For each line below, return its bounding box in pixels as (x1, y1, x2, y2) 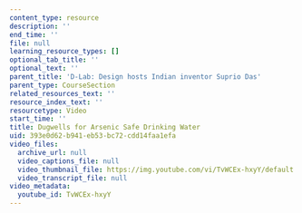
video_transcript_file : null (17, 173, 128, 182)
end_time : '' (9, 30, 59, 39)
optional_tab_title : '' (9, 55, 100, 64)
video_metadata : (9, 182, 71, 191)
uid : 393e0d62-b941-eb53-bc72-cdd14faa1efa (9, 131, 177, 140)
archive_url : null (17, 148, 88, 157)
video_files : (9, 140, 59, 149)
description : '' (9, 22, 71, 31)
